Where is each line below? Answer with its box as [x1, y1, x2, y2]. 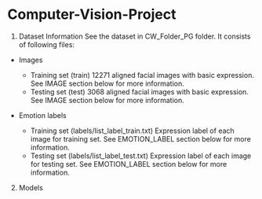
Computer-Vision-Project [7, 6, 176, 24]
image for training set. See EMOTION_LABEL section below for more [30, 134, 252, 143]
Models [18, 182, 44, 192]
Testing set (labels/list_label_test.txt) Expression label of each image [30, 151, 252, 160]
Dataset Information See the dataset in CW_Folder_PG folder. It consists [18, 31, 251, 41]
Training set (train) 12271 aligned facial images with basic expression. [30, 70, 254, 79]
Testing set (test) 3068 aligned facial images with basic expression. [30, 87, 249, 96]
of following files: [18, 39, 75, 49]
